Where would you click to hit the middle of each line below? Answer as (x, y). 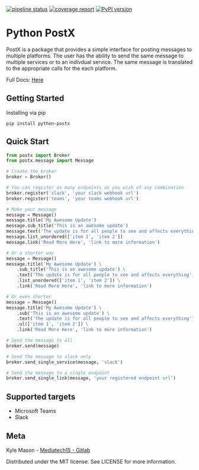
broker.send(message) (33, 346)
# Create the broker (32, 172)
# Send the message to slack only (49, 356)
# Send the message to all (39, 340)
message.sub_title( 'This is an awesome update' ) (67, 226)
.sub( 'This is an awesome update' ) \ (63, 313)
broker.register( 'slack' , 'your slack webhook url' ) (73, 193)
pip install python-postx (38, 123)
